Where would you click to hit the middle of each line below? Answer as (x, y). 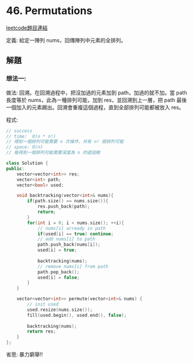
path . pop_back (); (58, 272)
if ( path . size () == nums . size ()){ (68, 201)
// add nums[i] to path (66, 239)
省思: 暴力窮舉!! (25, 354)
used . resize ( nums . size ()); (60, 310)
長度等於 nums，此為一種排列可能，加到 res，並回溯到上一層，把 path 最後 (96, 100)
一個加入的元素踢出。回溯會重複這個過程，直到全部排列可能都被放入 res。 (95, 107)
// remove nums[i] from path (73, 266)
